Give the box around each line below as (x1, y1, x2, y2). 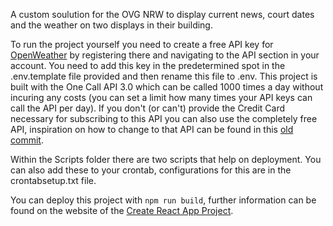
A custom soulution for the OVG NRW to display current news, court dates (10, 9, 315, 20)
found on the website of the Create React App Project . (10, 205, 234, 216)
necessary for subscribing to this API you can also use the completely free (10, 113, 318, 124)
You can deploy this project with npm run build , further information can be (10, 194, 317, 206)
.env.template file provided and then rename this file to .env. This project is (10, 70, 318, 82)
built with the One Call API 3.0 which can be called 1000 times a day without (10, 81, 324, 93)
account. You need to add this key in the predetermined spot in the (10, 60, 286, 71)
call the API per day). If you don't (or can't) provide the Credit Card (10, 102, 285, 114)
